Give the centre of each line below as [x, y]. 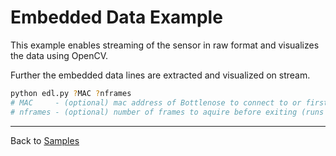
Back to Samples [45, 140]
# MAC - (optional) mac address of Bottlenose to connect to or [156, 102]
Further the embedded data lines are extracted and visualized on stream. [160, 75]
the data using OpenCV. [59, 55]
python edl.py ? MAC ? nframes [71, 93]
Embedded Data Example [116, 17]
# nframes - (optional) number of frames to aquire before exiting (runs [167, 112]
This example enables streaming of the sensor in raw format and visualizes [165, 45]
